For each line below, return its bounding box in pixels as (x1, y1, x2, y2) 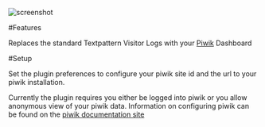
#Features (8, 23, 42, 32)
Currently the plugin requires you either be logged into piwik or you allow (8, 93, 247, 102)
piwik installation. (8, 78, 65, 87)
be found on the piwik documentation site (8, 110, 145, 119)
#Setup (8, 54, 33, 63)
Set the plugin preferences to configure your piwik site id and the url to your (8, 69, 257, 79)
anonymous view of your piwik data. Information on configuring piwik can (8, 102, 250, 110)
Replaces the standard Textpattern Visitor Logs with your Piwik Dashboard (8, 38, 252, 48)
